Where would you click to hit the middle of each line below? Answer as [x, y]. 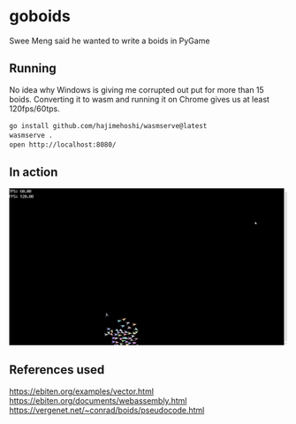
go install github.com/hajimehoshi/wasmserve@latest [108, 125]
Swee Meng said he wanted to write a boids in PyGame [110, 41]
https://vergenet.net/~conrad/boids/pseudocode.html [107, 410]
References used [57, 370]
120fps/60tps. [34, 109]
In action [34, 172]
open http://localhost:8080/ [63, 144]
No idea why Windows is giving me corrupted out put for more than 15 [137, 89]
